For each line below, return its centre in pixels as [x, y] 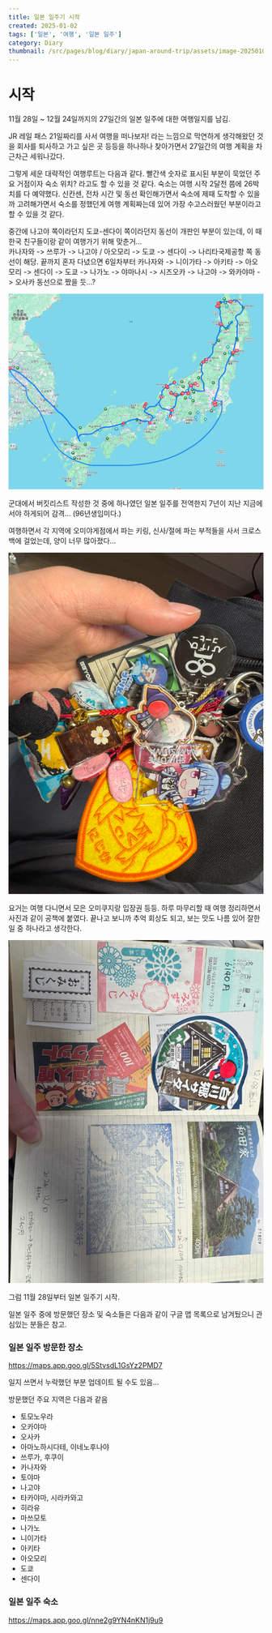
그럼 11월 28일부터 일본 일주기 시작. [64, 1297]
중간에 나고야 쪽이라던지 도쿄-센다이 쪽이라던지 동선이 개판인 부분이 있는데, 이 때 [135, 232]
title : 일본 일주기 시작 [45, 17]
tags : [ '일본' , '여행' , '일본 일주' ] [65, 34]
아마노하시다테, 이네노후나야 [65, 1447]
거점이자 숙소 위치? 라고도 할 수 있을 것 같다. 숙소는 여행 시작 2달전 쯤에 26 [135, 184]
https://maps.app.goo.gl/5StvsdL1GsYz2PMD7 [86, 1366]
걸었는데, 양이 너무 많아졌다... [70, 541]
